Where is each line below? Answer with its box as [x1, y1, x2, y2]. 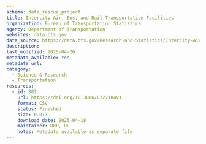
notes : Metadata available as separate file [17, 129, 133, 135]
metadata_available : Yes [6, 55, 70, 61]
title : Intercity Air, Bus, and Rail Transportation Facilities [6, 15, 174, 21]
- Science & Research [12, 72, 67, 78]
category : [6, 66, 32, 72]
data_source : [6, 37, 40, 44]
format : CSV [17, 100, 48, 106]
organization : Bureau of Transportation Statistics [6, 20, 141, 26]
